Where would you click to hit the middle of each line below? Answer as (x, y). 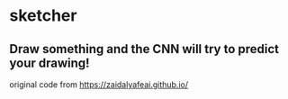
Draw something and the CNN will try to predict (144, 49)
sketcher (43, 16)
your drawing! (49, 63)
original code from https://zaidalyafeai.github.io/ (99, 85)
